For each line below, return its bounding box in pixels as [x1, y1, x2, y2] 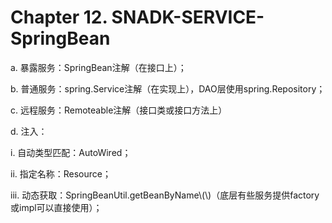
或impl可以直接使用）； [10, 201, 103, 213]
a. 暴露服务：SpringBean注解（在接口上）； [10, 61, 187, 73]
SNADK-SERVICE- [111, 6, 265, 29]
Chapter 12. [10, 6, 108, 29]
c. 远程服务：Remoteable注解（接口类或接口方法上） [10, 104, 228, 116]
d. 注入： [10, 125, 48, 137]
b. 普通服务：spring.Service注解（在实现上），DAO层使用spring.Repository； [10, 82, 326, 95]
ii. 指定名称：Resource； [10, 167, 112, 180]
